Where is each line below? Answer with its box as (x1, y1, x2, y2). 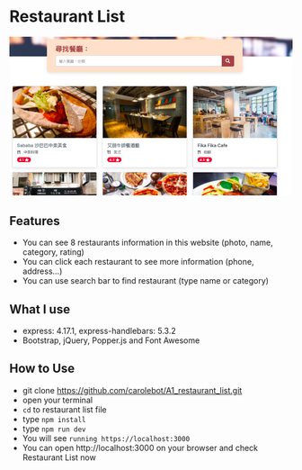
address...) (22, 266, 63, 276)
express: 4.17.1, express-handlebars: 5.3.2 (22, 326, 177, 337)
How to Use (9, 361, 75, 376)
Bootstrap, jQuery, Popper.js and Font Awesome (22, 335, 200, 346)
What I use (9, 302, 70, 317)
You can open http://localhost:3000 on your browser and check (22, 442, 259, 453)
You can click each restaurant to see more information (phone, (22, 257, 254, 267)
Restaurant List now (22, 452, 96, 463)
